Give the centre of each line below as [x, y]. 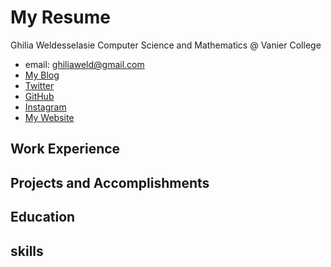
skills [27, 251]
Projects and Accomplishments [110, 182]
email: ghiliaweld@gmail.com [84, 64]
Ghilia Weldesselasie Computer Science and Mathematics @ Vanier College [166, 45]
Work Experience [65, 149]
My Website [49, 117]
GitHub [39, 96]
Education [43, 217]
